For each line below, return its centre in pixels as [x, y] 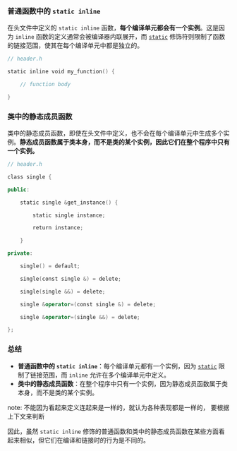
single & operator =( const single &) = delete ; [88, 304]
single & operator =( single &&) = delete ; [80, 317]
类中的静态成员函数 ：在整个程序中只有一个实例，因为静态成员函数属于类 [122, 383]
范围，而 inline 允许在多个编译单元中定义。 [106, 375]
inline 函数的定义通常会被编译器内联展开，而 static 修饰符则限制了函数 [120, 37]
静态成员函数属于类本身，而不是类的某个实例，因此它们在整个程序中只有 [125, 142]
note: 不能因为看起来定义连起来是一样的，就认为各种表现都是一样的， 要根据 [119, 407]
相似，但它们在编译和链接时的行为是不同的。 [84, 440]
